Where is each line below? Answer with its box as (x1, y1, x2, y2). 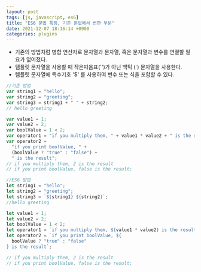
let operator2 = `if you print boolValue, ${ (6, 232, 121, 239)
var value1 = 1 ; (6, 116, 47, 122)
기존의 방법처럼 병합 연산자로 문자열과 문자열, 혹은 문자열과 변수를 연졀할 (14, 49, 184, 56)
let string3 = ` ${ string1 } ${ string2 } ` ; (6, 193, 109, 200)
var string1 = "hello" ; (6, 88, 66, 94)
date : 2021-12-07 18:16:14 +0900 (6, 25, 90, 32)
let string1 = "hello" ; (6, 183, 66, 189)
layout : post (6, 8, 39, 15)
